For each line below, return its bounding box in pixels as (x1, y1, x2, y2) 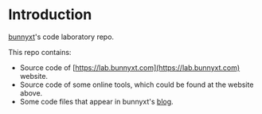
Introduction (8, 6, 92, 24)
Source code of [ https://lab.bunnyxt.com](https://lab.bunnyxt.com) (19, 62, 240, 73)
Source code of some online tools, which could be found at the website (19, 80, 254, 89)
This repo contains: (8, 47, 72, 57)
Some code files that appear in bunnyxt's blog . (19, 96, 174, 106)
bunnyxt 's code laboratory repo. (8, 32, 114, 41)
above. (19, 88, 43, 97)
